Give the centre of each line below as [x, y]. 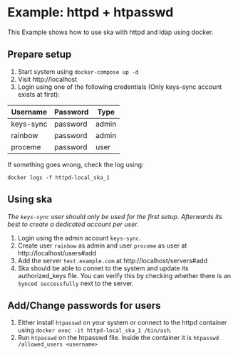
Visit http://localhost [47, 79]
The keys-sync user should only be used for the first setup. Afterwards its [115, 216]
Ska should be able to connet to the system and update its [103, 268]
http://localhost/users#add [57, 253]
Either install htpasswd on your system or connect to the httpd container [122, 323]
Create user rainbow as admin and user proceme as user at [102, 245]
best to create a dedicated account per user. [73, 224]
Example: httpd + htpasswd [90, 12]
